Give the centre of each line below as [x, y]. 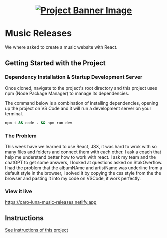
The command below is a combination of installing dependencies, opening [82, 103]
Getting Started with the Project [55, 63]
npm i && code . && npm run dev [39, 123]
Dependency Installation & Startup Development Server [74, 77]
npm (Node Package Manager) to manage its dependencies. [67, 93]
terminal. [14, 114]
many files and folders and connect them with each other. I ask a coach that [83, 152]
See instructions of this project [37, 230]
